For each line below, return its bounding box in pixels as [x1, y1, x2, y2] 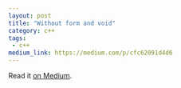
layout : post [8, 11, 52, 20]
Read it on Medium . [8, 71, 73, 80]
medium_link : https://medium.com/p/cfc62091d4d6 [8, 49, 173, 57]
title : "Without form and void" [8, 19, 116, 27]
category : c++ [8, 26, 56, 34]
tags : [8, 34, 26, 42]
